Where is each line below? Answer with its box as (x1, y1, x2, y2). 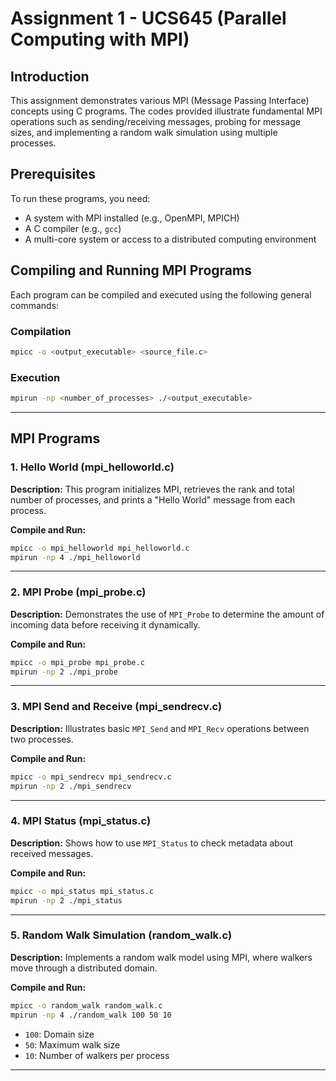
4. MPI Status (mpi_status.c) (10, 814, 152, 828)
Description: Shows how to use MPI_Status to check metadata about (10, 837, 294, 849)
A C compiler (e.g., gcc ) (24, 222, 122, 234)
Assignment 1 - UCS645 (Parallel (10, 7, 287, 30)
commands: (10, 299, 60, 311)
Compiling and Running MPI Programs (10, 262, 252, 279)
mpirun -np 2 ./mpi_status (10, 895, 123, 906)
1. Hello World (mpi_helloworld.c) (10, 460, 175, 474)
